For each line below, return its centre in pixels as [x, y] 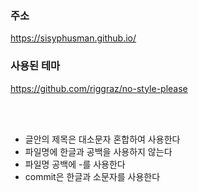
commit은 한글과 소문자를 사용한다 [92, 176]
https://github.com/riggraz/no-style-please [99, 88]
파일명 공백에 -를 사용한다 [75, 164]
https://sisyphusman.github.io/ [73, 38]
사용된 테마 [35, 66]
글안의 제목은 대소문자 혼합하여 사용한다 [102, 139]
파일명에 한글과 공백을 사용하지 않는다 [98, 151]
